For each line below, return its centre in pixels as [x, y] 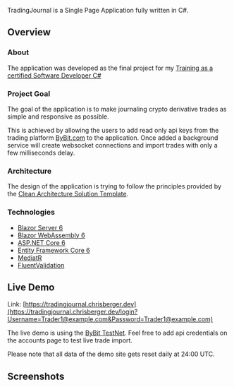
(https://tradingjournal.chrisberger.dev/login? [73, 312]
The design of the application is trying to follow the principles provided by [115, 186]
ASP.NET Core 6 [41, 242]
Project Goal [29, 93]
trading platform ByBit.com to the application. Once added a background [113, 138]
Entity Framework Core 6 [54, 250]
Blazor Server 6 [40, 227]
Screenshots [36, 376]
